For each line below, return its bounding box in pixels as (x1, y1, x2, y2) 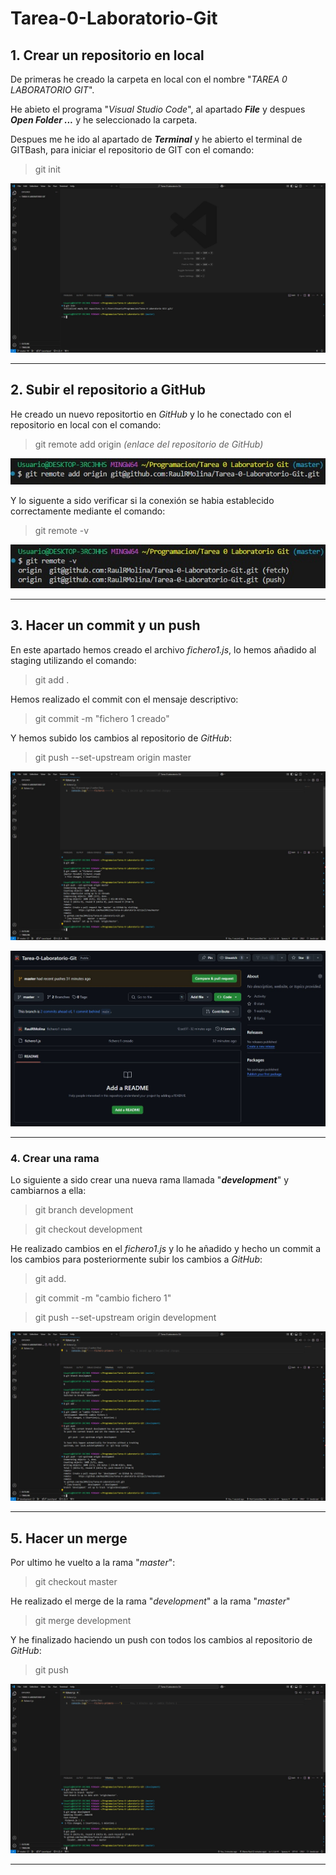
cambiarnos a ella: (10, 1185, 87, 1197)
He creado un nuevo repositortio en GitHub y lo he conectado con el (10, 408, 292, 420)
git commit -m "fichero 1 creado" (34, 712, 170, 724)
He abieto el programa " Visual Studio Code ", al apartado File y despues (10, 103, 306, 115)
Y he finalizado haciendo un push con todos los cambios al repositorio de (10, 1633, 313, 1646)
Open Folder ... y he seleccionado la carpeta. (10, 114, 198, 126)
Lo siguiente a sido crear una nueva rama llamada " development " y (10, 1174, 290, 1186)
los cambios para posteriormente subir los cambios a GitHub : (10, 1253, 263, 1266)
